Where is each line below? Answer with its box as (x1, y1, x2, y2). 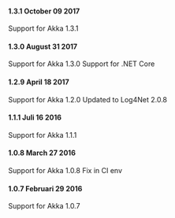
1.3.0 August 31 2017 (8, 42, 77, 51)
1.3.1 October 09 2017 (8, 6, 80, 16)
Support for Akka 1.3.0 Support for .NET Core (8, 59, 155, 68)
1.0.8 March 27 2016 (8, 148, 76, 157)
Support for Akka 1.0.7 (8, 201, 80, 211)
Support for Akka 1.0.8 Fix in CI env (8, 166, 123, 176)
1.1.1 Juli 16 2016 (8, 113, 61, 122)
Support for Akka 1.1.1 (8, 130, 77, 139)
